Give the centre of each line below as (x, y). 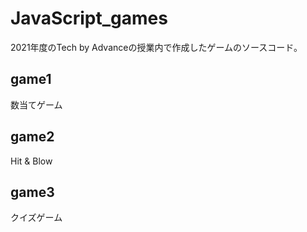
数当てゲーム (36, 104)
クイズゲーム (36, 218)
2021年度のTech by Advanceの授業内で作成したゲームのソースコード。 (156, 47)
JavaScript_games (89, 18)
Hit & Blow (31, 161)
